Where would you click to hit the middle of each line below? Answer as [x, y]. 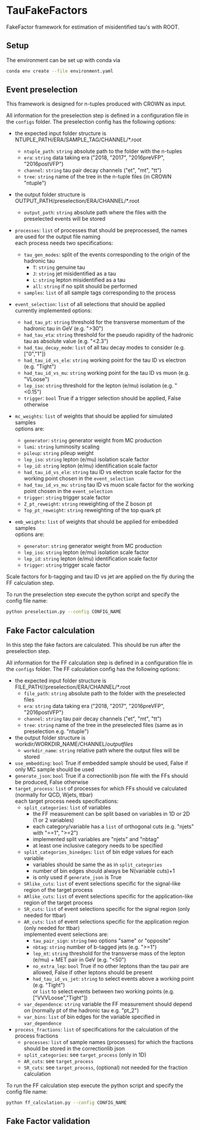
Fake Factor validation [48, 1121]
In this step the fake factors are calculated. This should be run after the [93, 645]
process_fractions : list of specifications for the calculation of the [96, 1030]
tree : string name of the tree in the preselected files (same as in [103, 725]
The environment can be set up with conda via [63, 60]
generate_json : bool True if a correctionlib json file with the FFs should [101, 776]
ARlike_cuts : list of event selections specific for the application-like [108, 897]
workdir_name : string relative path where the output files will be [102, 750]
